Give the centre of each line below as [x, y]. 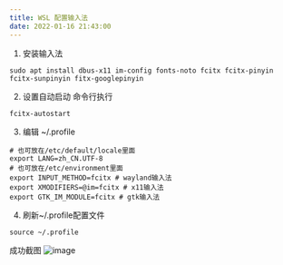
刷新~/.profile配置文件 [63, 215]
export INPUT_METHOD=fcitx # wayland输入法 [91, 178]
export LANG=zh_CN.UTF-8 [56, 158]
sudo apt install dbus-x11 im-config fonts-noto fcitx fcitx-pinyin [141, 70]
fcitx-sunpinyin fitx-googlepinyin [77, 78]
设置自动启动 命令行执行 [68, 96]
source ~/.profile [44, 232]
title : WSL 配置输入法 [49, 18]
